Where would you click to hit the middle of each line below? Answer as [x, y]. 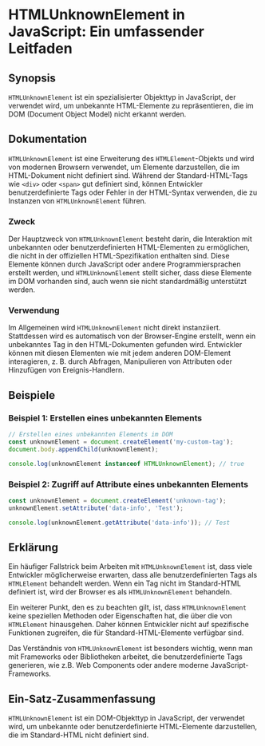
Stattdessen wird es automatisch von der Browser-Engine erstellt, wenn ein [132, 336]
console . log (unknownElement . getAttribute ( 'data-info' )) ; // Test [119, 523]
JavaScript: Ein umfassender [107, 32]
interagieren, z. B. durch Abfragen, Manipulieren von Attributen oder [121, 361]
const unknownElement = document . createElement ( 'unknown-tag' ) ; [117, 500]
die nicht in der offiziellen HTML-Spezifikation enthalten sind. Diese [119, 256]
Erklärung [33, 547]
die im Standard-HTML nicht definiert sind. [79, 735]
